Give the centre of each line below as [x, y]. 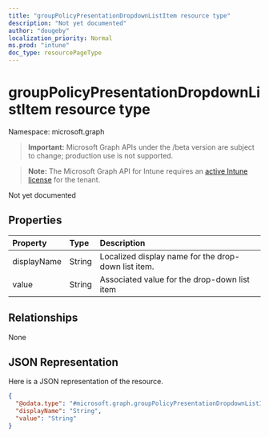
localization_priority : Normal [60, 38]
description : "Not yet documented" [68, 23]
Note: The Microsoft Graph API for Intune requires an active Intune [138, 171]
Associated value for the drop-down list [175, 279]
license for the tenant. [64, 179]
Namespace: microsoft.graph [56, 131]
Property [30, 243]
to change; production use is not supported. [100, 155]
